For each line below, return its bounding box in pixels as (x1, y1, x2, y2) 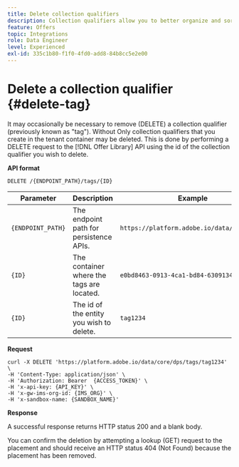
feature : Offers (7, 24, 55, 31)
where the (72, 270, 107, 280)
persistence (72, 232, 112, 242)
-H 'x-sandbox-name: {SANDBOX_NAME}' (7, 396, 119, 403)
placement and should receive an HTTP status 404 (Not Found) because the (7, 443, 232, 452)
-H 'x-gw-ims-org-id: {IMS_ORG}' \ (7, 389, 113, 396)
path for (72, 222, 100, 232)
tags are (72, 279, 100, 289)
